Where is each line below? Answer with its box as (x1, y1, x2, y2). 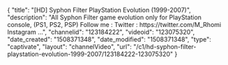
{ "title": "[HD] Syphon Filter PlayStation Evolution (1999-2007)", (7, 6, 192, 14)
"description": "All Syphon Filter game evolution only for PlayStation (7, 13, 202, 21)
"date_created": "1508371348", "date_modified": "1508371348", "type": (7, 35, 211, 44)
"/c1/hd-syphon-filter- (133, 43, 197, 50)
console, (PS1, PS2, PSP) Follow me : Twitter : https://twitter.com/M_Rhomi (7, 21, 222, 28)
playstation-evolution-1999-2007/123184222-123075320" (7, 50, 174, 58)
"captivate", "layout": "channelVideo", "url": (7, 43, 132, 50)
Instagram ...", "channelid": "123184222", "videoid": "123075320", (7, 28, 195, 36)
